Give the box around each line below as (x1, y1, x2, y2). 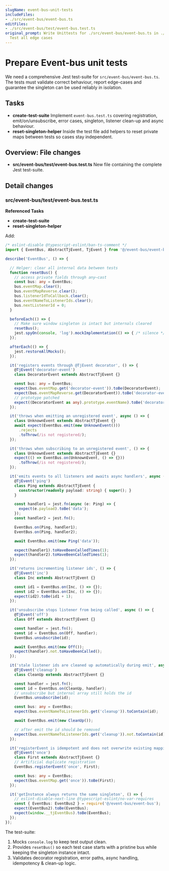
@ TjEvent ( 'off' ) (14, 612, 49, 618)
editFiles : (5, 21, 28, 27)
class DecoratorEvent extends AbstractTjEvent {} (14, 372, 121, 377)
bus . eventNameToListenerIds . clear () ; (14, 298, 94, 303)
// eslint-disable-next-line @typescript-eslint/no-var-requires (14, 797, 154, 802)
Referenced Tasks (5, 208, 44, 214)
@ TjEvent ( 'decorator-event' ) (14, 368, 75, 373)
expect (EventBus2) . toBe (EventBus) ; (14, 806, 89, 811)
